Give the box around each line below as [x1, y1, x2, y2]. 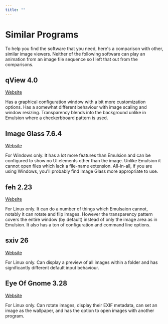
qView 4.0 [5, 76, 38, 84]
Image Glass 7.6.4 [5, 129, 62, 138]
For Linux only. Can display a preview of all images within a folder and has [5, 259, 158, 265]
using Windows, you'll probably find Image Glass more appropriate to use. [5, 168, 158, 174]
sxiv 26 [5, 236, 29, 245]
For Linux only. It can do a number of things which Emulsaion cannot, [5, 206, 148, 212]
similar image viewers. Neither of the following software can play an [5, 51, 145, 57]
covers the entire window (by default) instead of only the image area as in [5, 216, 158, 222]
